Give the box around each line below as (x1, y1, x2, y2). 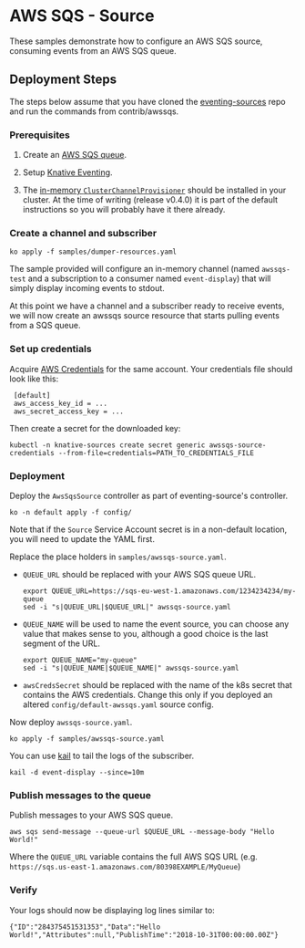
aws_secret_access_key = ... (13, 407, 125, 416)
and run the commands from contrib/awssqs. (9, 106, 179, 117)
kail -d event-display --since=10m (9, 767, 145, 776)
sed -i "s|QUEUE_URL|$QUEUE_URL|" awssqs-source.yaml (22, 602, 231, 611)
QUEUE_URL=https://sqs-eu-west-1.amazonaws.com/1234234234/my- (51, 586, 297, 596)
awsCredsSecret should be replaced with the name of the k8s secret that (22, 679, 293, 690)
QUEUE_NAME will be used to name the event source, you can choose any (22, 618, 290, 630)
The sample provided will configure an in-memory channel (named (9, 264, 259, 275)
